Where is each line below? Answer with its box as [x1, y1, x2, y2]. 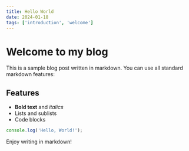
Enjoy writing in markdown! [6, 138, 72, 145]
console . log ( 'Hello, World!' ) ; [6, 127, 83, 133]
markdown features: [6, 71, 55, 78]
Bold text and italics [14, 104, 64, 111]
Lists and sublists [14, 110, 57, 117]
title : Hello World [6, 8, 54, 15]
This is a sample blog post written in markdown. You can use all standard [6, 64, 184, 71]
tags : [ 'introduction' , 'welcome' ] [6, 19, 94, 25]
